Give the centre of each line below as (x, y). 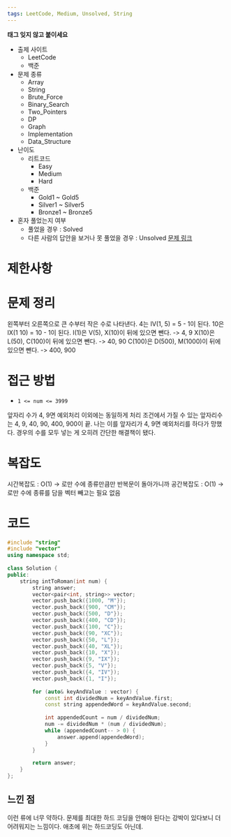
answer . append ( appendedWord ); (101, 737)
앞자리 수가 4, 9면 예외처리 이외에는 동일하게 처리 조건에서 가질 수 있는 (103, 415)
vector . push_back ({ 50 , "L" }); (76, 639)
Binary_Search (49, 104)
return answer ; (54, 763)
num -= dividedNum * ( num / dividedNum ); (106, 724)
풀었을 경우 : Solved (55, 229)
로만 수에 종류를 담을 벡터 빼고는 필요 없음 (64, 492)
